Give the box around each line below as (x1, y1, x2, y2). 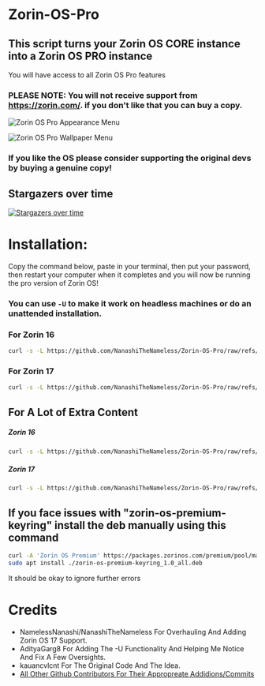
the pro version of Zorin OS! (8, 278, 99, 287)
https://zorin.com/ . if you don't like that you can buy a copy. (8, 99, 243, 111)
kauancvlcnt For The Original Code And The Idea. (19, 661, 181, 670)
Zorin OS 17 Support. (19, 635, 88, 645)
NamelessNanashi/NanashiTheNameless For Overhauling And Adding (19, 627, 247, 636)
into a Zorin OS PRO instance (8, 49, 153, 62)
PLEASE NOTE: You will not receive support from (8, 89, 198, 100)
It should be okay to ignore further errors (8, 573, 141, 583)
